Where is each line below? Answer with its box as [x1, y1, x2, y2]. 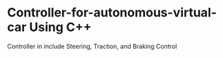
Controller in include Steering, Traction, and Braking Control [7, 42, 177, 50]
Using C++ [29, 19, 92, 35]
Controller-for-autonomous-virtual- [7, 5, 217, 21]
